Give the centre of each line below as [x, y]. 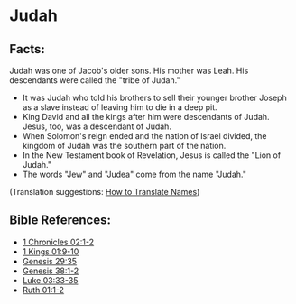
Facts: [27, 49]
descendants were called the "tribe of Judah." [95, 80]
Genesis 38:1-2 [51, 271]
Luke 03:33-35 [50, 280]
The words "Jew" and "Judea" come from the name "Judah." [134, 174]
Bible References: [60, 221]
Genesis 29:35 [50, 261]
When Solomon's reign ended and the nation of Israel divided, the [145, 136]
